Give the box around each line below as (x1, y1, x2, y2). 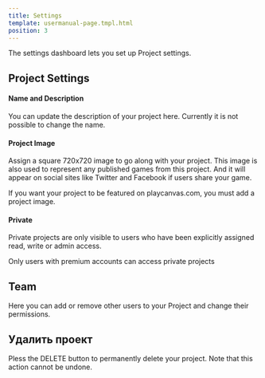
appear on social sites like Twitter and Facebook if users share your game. (8, 173, 252, 183)
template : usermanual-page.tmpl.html (8, 19, 134, 27)
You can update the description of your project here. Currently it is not (8, 111, 239, 120)
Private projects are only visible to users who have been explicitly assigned (8, 233, 255, 242)
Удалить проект (8, 333, 93, 346)
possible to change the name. (8, 120, 106, 129)
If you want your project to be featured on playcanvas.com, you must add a (8, 188, 255, 198)
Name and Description (8, 93, 84, 104)
